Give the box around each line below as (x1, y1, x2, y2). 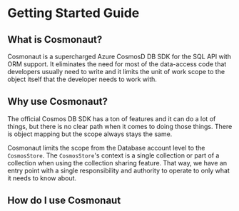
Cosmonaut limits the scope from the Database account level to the (7, 143, 205, 152)
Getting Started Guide (7, 5, 140, 21)
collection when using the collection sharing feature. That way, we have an (7, 158, 227, 167)
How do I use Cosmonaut (7, 195, 121, 207)
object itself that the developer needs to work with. (7, 75, 157, 83)
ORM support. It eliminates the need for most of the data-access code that (7, 60, 227, 68)
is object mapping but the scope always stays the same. (7, 130, 173, 138)
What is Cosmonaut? (7, 34, 103, 46)
